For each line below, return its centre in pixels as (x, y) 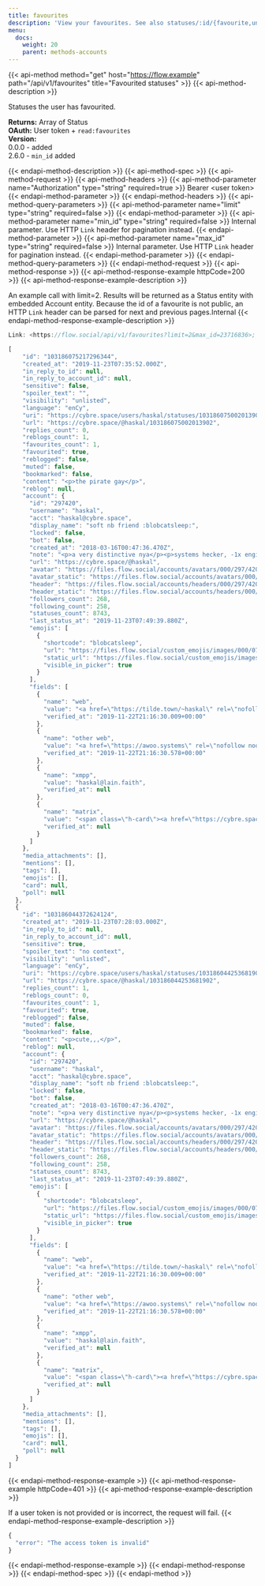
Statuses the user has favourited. (62, 107)
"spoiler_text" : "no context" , (74, 951)
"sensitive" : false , (56, 386)
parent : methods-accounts (65, 52)
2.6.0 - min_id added (42, 156)
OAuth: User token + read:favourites (70, 130)
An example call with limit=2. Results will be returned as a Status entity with (131, 295)
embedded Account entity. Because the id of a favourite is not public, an (126, 304)
